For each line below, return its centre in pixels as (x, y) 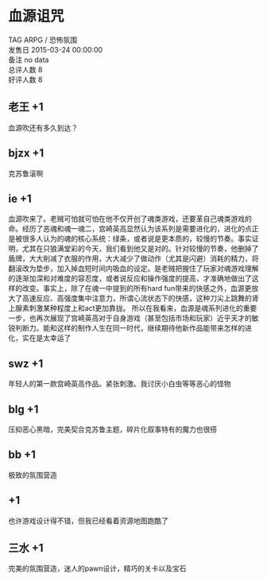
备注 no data (29, 60)
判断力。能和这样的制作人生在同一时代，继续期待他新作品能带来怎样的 (130, 328)
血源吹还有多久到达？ (43, 127)
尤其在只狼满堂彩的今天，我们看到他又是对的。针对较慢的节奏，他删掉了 (140, 249)
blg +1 (23, 409)
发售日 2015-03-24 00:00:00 (56, 49)
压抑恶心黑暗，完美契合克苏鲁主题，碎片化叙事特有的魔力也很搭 (112, 429)
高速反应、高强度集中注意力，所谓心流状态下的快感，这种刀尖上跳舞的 (137, 298)
